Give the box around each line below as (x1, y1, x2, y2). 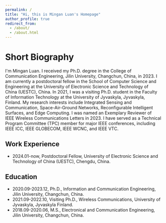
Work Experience (5, 140, 60, 148)
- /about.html (9, 30, 39, 35)
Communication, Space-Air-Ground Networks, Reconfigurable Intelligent (5, 104, 153, 110)
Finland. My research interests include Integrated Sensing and (5, 99, 132, 105)
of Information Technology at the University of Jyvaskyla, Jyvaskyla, (5, 94, 145, 100)
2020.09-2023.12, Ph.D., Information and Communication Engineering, (12, 186, 156, 192)
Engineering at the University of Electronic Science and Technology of (5, 84, 149, 89)
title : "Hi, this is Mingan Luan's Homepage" (5, 12, 101, 17)
